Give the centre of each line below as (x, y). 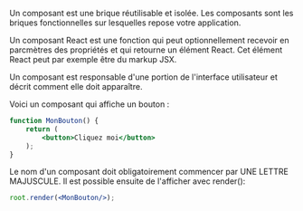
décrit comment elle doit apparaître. (76, 86)
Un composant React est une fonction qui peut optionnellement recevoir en (149, 40)
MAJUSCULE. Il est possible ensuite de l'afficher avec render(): (128, 181)
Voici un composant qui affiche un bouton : (90, 104)
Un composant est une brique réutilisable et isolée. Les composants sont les (151, 13)
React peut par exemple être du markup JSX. (93, 59)
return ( (42, 129)
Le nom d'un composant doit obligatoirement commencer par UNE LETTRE (149, 172)
